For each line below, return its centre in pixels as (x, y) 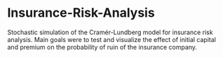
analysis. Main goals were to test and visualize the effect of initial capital (111, 39)
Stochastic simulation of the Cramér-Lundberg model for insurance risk (110, 32)
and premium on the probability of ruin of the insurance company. (102, 47)
